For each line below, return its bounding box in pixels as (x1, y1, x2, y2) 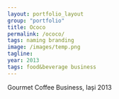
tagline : (7, 51, 33, 58)
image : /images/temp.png (7, 43, 81, 51)
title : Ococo (7, 24, 46, 31)
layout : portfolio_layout (7, 10, 84, 18)
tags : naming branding (7, 37, 74, 44)
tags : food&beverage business (7, 63, 97, 71)
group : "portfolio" (7, 17, 65, 24)
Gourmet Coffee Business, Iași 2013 (7, 83, 112, 91)
